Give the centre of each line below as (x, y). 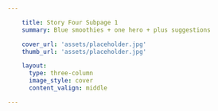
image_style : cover (60, 81)
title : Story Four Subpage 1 (70, 22)
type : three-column (60, 73)
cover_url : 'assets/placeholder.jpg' (84, 44)
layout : (34, 66)
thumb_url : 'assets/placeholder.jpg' (84, 52)
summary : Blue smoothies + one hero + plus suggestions (117, 30)
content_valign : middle (68, 88)
